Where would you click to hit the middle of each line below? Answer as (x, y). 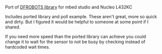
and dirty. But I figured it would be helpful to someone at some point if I (77, 22)
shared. (13, 27)
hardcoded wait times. (28, 47)
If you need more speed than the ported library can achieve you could (76, 37)
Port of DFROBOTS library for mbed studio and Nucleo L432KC (69, 7)
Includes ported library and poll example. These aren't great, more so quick (81, 16)
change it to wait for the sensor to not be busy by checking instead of (75, 42)
